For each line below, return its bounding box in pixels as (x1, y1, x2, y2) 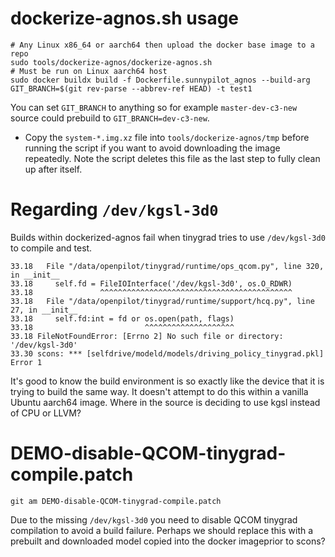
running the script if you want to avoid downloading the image (24, 142, 281, 154)
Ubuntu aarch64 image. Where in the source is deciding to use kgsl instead (10, 396, 321, 408)
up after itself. (24, 163, 83, 175)
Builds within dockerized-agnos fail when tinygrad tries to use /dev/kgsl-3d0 (10, 231, 326, 243)
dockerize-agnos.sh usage (10, 7, 240, 30)
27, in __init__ (10, 305, 78, 315)
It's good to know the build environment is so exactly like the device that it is (10, 375, 325, 387)
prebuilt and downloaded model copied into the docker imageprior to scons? (10, 535, 326, 547)
